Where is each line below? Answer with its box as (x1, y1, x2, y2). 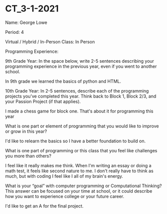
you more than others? (5, 153, 52, 159)
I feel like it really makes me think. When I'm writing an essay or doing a (5, 162, 152, 168)
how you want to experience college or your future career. (5, 193, 124, 199)
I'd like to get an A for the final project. (5, 203, 83, 209)
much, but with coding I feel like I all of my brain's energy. (5, 173, 123, 179)
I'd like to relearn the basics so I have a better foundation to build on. (5, 138, 146, 144)
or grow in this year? (5, 128, 47, 134)
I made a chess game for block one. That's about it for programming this (5, 108, 154, 114)
